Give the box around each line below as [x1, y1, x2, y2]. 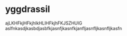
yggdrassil [5, 3, 50, 15]
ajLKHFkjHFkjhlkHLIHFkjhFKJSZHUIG [5, 20, 82, 26]
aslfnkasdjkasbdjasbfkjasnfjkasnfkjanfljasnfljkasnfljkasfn [5, 25, 122, 31]
